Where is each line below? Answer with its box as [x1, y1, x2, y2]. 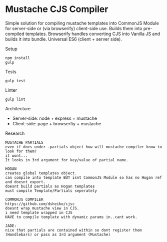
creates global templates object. [5, 170, 77, 176]
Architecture [5, 105, 31, 111]
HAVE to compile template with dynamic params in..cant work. [5, 214, 137, 219]
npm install [5, 55, 30, 61]
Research [5, 130, 25, 136]
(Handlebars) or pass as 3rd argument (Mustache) [5, 232, 111, 237]
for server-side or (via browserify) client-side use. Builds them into [5, 25, 142, 31]
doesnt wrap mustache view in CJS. [5, 205, 79, 211]
